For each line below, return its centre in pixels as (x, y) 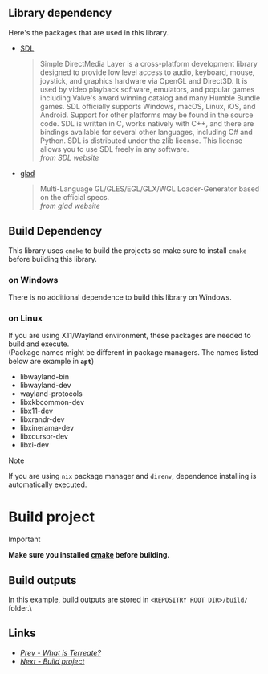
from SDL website (69, 157)
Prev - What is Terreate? (61, 652)
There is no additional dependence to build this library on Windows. (120, 297)
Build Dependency (55, 231)
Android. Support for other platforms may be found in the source (147, 115)
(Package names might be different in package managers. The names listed (133, 353)
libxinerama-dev (47, 428)
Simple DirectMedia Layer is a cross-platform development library (149, 63)
